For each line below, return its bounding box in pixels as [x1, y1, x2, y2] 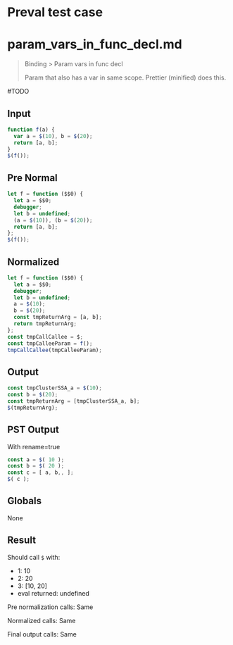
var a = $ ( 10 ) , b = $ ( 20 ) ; [13, 132, 93, 139]
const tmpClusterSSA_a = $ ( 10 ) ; [7, 384, 102, 392]
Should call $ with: [7, 553, 61, 561]
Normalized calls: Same [7, 616, 76, 625]
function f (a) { [7, 126, 55, 133]
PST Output [7, 424, 60, 436]
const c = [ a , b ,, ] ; [7, 469, 74, 476]
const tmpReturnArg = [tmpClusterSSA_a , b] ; [7, 398, 140, 405]
